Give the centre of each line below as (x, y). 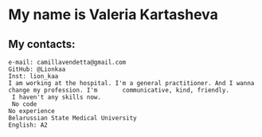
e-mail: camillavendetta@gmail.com (67, 62)
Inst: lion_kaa (33, 76)
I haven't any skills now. (57, 97)
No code (24, 104)
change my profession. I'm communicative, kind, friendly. (119, 90)
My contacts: (42, 44)
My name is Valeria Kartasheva (113, 15)
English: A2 (28, 125)
